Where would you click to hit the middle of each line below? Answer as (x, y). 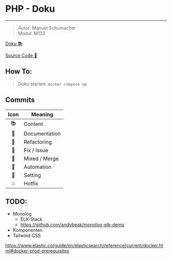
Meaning (42, 114)
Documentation (42, 134)
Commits (20, 100)
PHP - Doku (30, 9)
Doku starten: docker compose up (52, 84)
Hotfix (31, 183)
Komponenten (27, 230)
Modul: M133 (31, 33)
